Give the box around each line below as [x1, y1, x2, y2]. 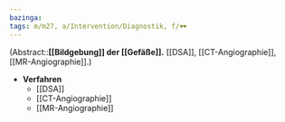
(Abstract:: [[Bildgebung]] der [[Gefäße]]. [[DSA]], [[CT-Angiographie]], [9, 46, 277, 57]
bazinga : [9, 13, 43, 23]
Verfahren [22, 73, 62, 84]
